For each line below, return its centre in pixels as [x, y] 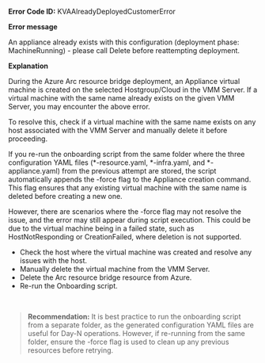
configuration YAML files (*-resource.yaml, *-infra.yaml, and [107, 162]
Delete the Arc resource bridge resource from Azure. [106, 277]
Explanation [28, 66]
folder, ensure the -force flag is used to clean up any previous [128, 342]
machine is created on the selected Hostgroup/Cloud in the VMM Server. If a [133, 90]
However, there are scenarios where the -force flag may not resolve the [125, 212]
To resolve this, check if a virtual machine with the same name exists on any [132, 122]
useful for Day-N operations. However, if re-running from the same [136, 333]
